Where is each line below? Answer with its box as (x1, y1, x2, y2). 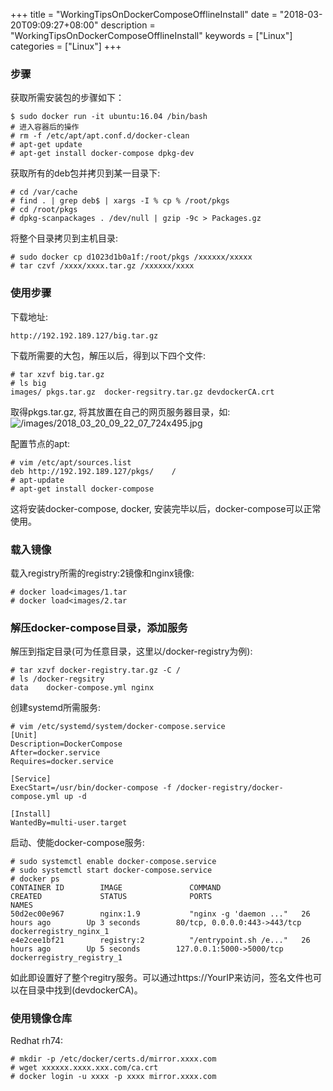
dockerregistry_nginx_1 (10, 927, 110, 937)
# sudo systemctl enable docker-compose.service (10, 857, 217, 867)
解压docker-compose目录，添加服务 (10, 620, 188, 634)
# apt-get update (10, 140, 83, 150)
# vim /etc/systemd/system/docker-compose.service (10, 722, 226, 732)
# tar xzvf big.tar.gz (10, 369, 105, 379)
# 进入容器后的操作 (10, 122, 80, 133)
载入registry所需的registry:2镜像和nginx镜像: (10, 567, 195, 579)
